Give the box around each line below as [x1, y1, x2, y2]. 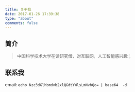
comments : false [5, 20, 38, 26]
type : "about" [5, 16, 34, 21]
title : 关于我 [5, 7, 32, 12]
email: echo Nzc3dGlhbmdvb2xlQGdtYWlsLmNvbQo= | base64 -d [5, 81, 127, 87]
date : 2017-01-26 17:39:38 [5, 12, 60, 16]
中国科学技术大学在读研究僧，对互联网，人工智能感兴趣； [17, 53, 132, 59]
